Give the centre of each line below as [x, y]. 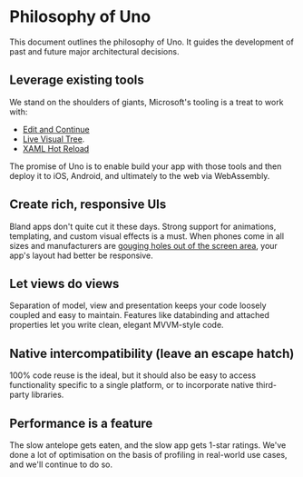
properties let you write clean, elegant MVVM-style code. [117, 325]
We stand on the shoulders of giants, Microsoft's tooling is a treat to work [147, 102]
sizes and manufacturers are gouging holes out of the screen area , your [144, 245]
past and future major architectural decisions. [94, 51]
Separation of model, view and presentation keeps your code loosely [138, 305]
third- [266, 385]
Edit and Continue [56, 129]
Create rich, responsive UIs [88, 205]
